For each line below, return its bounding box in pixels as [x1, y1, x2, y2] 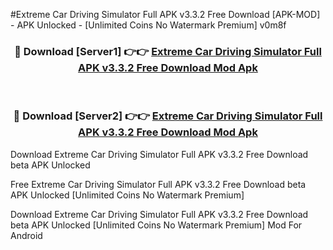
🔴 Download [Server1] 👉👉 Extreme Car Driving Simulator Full [14, 44, 322, 58]
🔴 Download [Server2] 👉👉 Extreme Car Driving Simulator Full [13, 109, 323, 123]
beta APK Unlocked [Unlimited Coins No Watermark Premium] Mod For [10, 219, 303, 231]
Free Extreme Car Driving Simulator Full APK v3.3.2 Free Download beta [10, 178, 307, 190]
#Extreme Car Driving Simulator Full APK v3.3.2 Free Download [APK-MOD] [10, 9, 321, 20]
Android [10, 229, 43, 241]
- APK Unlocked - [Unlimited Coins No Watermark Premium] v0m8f [10, 19, 287, 31]
